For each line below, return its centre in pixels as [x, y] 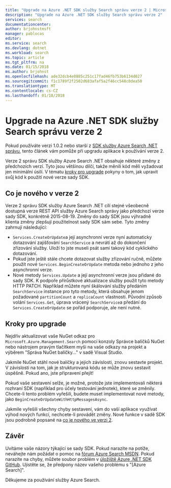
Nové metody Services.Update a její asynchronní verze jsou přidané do [87, 275]
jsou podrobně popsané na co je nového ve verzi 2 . [59, 420]
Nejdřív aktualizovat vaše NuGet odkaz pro [50, 336]
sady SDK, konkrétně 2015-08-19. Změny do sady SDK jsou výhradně [78, 216]
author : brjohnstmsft [28, 29]
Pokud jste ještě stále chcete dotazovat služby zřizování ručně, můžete [87, 259]
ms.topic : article [25, 57]
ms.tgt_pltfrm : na [25, 62]
